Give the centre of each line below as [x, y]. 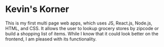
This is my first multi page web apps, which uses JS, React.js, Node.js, [79, 23]
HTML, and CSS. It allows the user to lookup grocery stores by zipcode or [82, 28]
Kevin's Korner [37, 9]
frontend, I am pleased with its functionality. [51, 39]
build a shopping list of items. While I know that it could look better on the [82, 33]
